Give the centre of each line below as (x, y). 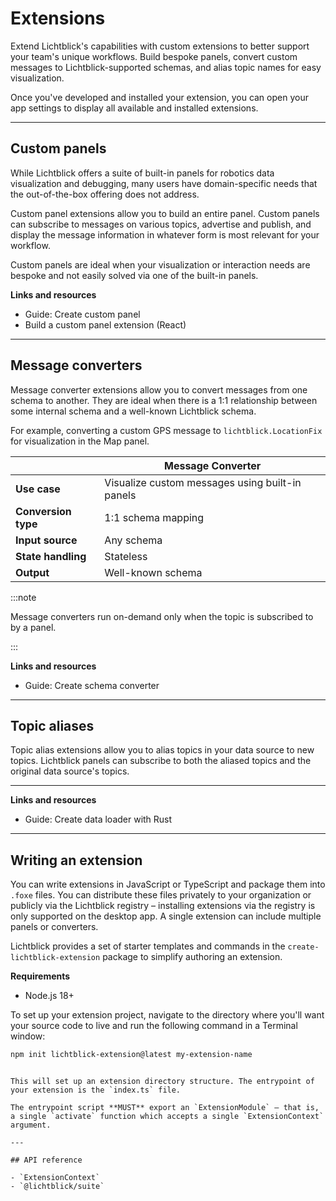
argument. (31, 1125)
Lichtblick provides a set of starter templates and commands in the (148, 946)
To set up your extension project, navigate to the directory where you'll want (167, 1015)
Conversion (43, 511)
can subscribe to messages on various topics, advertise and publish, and (161, 224)
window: (28, 1036)
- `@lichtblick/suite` (57, 1187)
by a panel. (33, 627)
